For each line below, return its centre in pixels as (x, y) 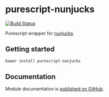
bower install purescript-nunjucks (43, 61)
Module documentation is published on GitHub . (55, 89)
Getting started (30, 49)
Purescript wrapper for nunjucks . (40, 33)
